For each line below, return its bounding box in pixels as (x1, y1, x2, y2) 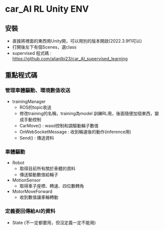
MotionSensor (12, 177, 41, 183)
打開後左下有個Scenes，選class (12, 44, 77, 50)
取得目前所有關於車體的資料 (19, 165, 76, 171)
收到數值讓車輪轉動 (19, 194, 59, 200)
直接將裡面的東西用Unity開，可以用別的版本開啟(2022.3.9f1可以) (12, 38, 142, 44)
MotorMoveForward (12, 188, 53, 194)
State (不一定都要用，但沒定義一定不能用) (12, 220, 96, 226)
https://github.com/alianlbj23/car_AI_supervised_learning (12, 56, 128, 62)
